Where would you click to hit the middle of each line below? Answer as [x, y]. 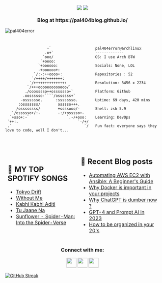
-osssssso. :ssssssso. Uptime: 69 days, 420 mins [85, 100]
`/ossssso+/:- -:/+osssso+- [48, 113]
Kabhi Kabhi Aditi [36, 204]
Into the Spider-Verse [41, 222]
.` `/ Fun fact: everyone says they [82, 126]
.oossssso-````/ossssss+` [49, 96]
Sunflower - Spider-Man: [45, 217]
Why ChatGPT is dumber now [123, 200]
